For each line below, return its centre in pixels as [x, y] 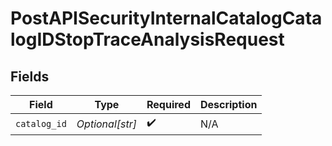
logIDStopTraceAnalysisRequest [147, 39]
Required [168, 104]
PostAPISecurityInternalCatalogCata [166, 18]
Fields [30, 76]
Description [228, 104]
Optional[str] [106, 124]
